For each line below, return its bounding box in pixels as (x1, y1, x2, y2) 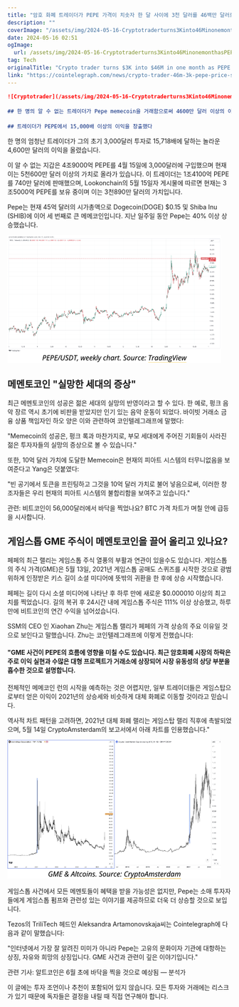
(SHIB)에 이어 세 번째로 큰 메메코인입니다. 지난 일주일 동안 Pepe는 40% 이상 (7, 212, 221, 220)
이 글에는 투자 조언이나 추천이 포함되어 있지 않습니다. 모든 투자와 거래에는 (7, 983, 211, 991)
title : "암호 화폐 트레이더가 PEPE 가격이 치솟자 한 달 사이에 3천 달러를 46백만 (7, 11, 217, 19)
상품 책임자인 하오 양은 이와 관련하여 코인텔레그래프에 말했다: (14, 416, 184, 425)
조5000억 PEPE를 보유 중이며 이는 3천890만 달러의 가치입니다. (7, 187, 183, 196)
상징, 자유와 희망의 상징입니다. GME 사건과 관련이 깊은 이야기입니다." (7, 952, 198, 961)
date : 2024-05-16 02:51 (7, 34, 78, 41)
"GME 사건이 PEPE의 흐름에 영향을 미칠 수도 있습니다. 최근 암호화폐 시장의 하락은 (7, 649, 231, 657)
